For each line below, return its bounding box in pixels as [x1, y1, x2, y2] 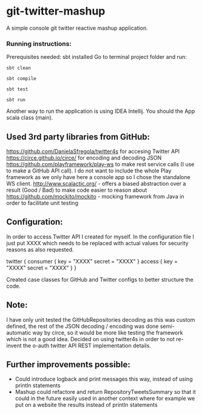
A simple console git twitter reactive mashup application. [6, 24, 149, 32]
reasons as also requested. [6, 246, 74, 253]
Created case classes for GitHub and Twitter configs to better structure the [6, 276, 194, 283]
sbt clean [6, 65, 32, 71]
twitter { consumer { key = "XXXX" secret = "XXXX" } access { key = [6, 257, 178, 265]
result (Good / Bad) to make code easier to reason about [6, 186, 147, 194]
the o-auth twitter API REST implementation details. [23, 342, 152, 349]
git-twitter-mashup [6, 4, 106, 18]
